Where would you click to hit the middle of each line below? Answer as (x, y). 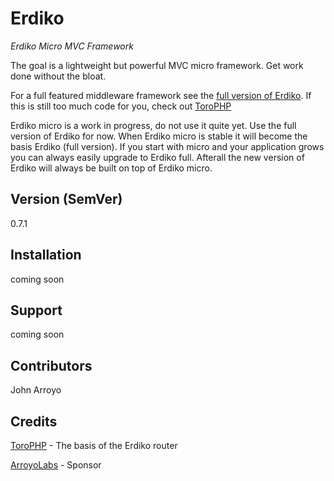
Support (36, 310)
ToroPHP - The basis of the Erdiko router (94, 445)
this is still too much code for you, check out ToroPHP (121, 106)
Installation (46, 255)
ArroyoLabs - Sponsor (56, 465)
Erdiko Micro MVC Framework (72, 46)
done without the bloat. (58, 76)
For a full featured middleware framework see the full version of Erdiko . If (161, 95)
